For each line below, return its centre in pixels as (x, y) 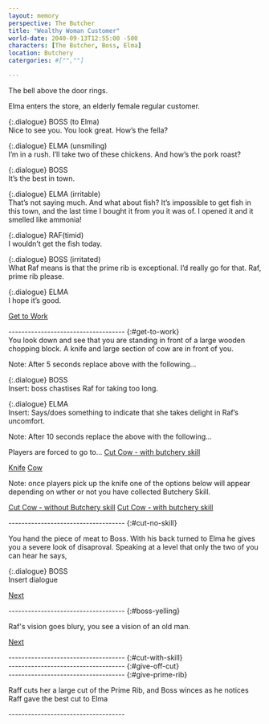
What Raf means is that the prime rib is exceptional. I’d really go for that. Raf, (135, 268)
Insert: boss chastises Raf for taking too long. (84, 388)
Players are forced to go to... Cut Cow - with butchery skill (104, 452)
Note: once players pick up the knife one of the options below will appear (129, 483)
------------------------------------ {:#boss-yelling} (94, 611)
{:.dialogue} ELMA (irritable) (55, 194)
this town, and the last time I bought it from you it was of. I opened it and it (131, 211)
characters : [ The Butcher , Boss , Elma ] (75, 46)
